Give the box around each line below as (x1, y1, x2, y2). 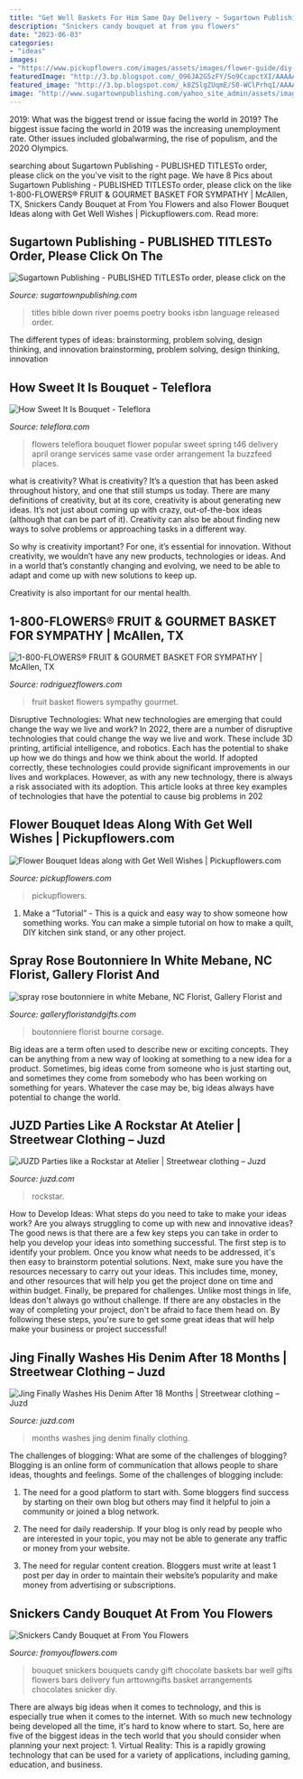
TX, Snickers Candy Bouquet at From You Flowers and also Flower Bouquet (9, 198, 289, 209)
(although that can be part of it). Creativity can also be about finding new (9, 514, 281, 525)
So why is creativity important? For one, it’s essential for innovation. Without (9, 541, 291, 552)
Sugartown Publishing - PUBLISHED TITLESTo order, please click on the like (9, 179, 292, 190)
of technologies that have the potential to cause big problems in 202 (9, 790, 263, 801)
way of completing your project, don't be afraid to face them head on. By (9, 1304, 280, 1315)
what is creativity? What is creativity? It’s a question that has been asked (9, 475, 279, 486)
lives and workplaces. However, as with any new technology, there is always (9, 771, 293, 782)
